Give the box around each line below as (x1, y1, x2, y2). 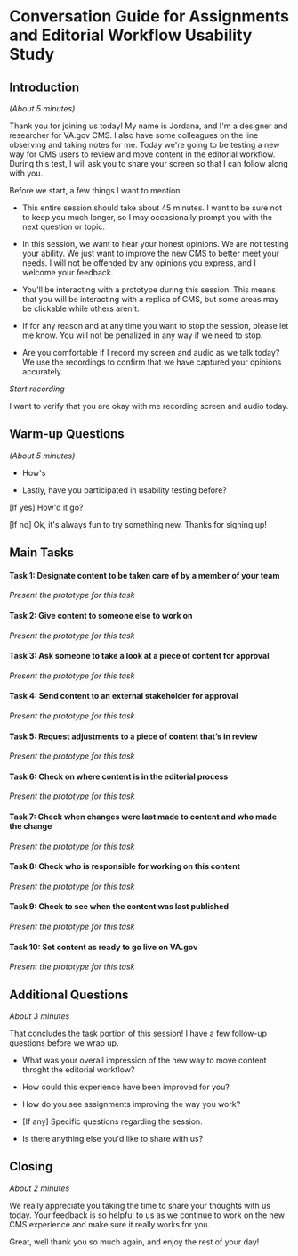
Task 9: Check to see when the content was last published (9, 901, 230, 912)
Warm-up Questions (9, 426, 125, 442)
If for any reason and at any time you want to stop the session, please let (21, 321, 289, 331)
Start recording (9, 383, 65, 394)
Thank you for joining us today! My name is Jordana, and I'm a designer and (9, 120, 288, 131)
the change (9, 821, 52, 832)
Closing (9, 1159, 53, 1174)
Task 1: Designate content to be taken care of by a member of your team (9, 570, 280, 580)
